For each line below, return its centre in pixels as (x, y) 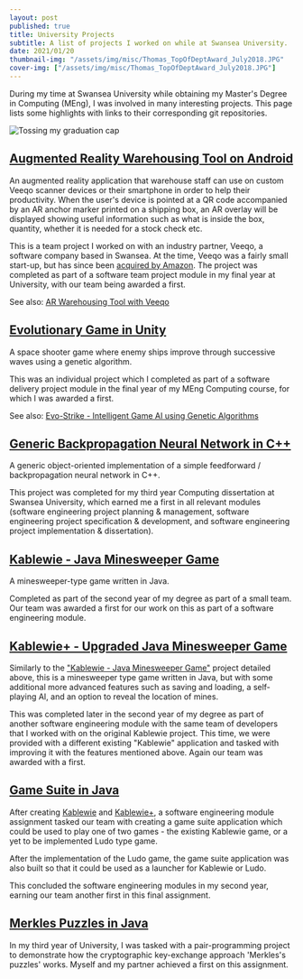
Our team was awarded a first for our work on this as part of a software (142, 608)
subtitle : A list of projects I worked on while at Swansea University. (149, 43)
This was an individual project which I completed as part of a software (140, 379)
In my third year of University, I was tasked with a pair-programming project (150, 945)
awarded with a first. (47, 762)
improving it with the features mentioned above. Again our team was (136, 752)
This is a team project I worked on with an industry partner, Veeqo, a (136, 245)
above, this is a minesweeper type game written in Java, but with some (141, 677)
